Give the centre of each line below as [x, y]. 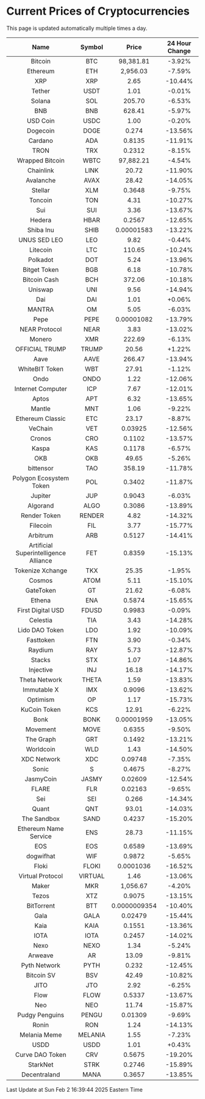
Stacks [41, 660]
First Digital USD [41, 610]
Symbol [92, 47]
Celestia [41, 620]
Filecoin [41, 525]
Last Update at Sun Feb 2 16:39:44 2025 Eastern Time [75, 1089]
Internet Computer [41, 389]
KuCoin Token [41, 709]
